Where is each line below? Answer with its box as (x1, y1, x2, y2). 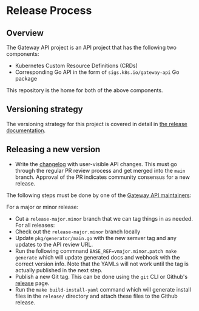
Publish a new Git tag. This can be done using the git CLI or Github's (15, 273, 188, 280)
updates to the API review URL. (15, 241, 93, 248)
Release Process (6, 4, 92, 18)
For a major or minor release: (6, 203, 79, 210)
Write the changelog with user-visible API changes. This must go (15, 160, 177, 167)
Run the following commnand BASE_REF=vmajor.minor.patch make (15, 247, 177, 255)
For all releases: (15, 221, 55, 229)
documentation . (6, 127, 46, 134)
